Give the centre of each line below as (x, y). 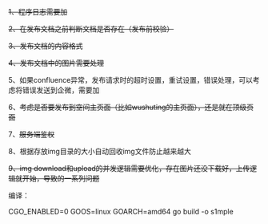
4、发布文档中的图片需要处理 (56, 63)
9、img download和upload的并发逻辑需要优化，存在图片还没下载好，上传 (129, 168)
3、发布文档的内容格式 (46, 46)
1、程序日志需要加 (38, 12)
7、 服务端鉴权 (31, 134)
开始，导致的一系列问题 (61, 178)
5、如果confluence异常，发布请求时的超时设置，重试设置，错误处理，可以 (131, 80)
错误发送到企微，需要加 (61, 90)
